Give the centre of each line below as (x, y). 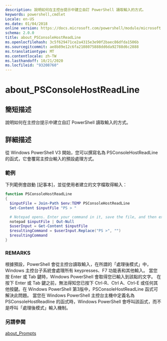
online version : (22, 28)
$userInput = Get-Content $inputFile (49, 226)
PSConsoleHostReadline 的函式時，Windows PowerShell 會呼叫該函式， (79, 302)
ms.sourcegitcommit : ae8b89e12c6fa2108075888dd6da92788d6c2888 (72, 47)
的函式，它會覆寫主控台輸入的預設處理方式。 (51, 159)
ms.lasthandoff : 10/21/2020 (34, 61)
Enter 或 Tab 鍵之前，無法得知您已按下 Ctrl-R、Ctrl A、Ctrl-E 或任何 (84, 283)
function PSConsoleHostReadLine (39, 194)
